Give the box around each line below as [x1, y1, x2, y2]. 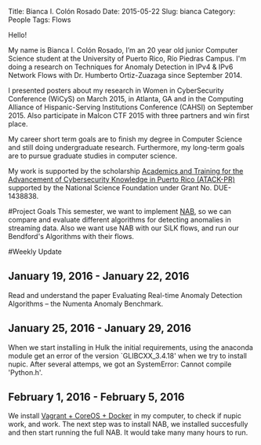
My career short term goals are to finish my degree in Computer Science [8, 134, 243, 144]
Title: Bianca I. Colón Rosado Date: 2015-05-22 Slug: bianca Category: [8, 7, 236, 16]
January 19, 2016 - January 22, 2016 [8, 270, 190, 283]
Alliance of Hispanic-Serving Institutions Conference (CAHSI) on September [8, 102, 253, 112]
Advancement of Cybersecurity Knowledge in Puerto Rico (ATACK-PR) [8, 175, 235, 184]
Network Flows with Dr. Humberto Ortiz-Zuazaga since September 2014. [8, 71, 243, 79]
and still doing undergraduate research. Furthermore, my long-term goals [8, 143, 245, 152]
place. [8, 120, 29, 128]
